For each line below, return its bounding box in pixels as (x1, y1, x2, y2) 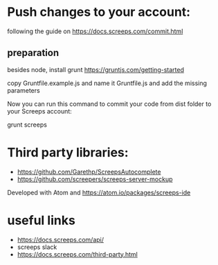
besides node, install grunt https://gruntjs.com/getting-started (7, 65, 185, 73)
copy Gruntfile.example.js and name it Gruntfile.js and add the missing (7, 79, 208, 87)
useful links (7, 212, 76, 228)
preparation (7, 47, 60, 59)
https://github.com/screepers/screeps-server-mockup (17, 174, 173, 183)
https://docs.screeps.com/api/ (17, 235, 105, 244)
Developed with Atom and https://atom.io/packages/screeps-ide (7, 188, 191, 197)
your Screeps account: (7, 107, 73, 115)
